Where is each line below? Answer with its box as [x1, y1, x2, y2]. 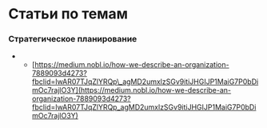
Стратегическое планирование [8, 34, 137, 45]
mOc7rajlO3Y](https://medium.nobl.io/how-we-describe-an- [31, 86, 232, 95]
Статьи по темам [8, 5, 128, 23]
